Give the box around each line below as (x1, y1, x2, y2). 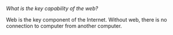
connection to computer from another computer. (6, 23, 122, 29)
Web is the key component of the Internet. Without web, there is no (6, 16, 167, 23)
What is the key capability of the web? (6, 5, 98, 12)
